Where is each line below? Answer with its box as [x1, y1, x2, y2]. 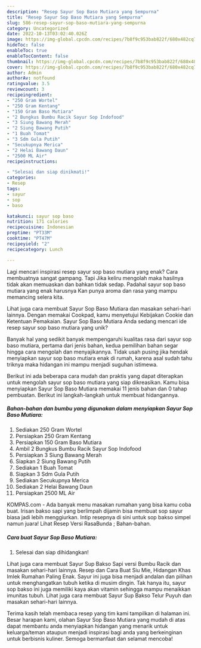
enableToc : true [7, 48, 47, 54]
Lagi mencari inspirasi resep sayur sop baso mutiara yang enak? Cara [7, 268, 178, 275]
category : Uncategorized [7, 25, 69, 32]
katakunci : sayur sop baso [7, 213, 74, 219]
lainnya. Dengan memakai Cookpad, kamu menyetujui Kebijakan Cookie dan [7, 311, 194, 318]
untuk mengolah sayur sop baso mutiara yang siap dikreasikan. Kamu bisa [7, 379, 190, 386]
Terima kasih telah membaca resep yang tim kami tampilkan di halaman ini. [7, 610, 191, 617]
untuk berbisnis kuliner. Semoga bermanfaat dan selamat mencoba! [7, 635, 173, 643]
